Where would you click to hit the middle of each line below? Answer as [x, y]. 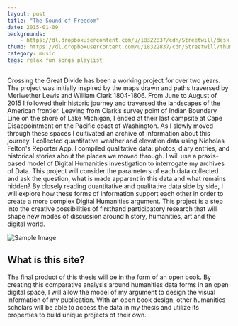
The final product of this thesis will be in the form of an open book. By [109, 277]
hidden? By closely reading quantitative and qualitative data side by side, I [115, 186]
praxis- [209, 156]
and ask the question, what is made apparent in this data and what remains [117, 178]
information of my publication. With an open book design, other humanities [117, 300]
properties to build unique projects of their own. [77, 315]
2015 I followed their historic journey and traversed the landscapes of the [114, 103]
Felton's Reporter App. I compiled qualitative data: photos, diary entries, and [119, 148]
